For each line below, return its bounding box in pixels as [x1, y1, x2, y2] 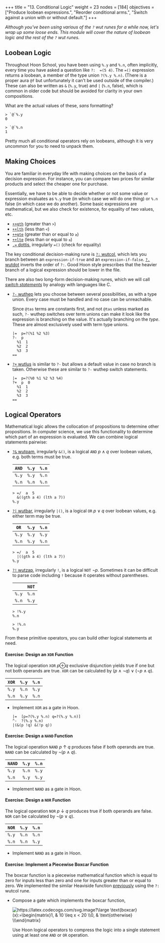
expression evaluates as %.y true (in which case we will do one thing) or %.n [5, 195, 158, 201]
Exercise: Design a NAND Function [5, 733, 73, 739]
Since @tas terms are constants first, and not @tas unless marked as [12, 305, 149, 311]
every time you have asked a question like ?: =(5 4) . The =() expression [5, 67, 155, 73]
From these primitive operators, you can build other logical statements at [5, 635, 152, 641]
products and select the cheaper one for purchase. [5, 181, 108, 187]
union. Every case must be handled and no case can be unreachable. [12, 296, 153, 302]
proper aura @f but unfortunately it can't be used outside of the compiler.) [5, 77, 154, 83]
